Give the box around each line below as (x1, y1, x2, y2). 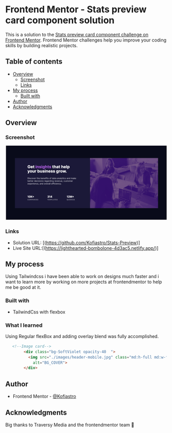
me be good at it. (5, 284, 41, 290)
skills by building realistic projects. (5, 42, 78, 48)
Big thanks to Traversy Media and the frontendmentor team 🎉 (5, 422, 135, 428)
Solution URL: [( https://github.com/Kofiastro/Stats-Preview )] (12, 240, 140, 246)
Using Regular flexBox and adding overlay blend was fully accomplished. (5, 333, 159, 339)
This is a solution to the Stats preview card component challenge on (5, 31, 148, 37)
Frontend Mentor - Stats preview (5, 4, 147, 15)
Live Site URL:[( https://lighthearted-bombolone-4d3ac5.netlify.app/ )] (12, 245, 159, 251)
